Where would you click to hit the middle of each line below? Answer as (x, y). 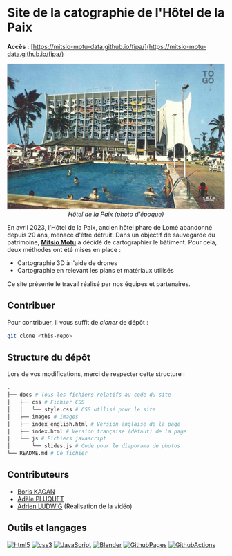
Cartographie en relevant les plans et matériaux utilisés (95, 270)
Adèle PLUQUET (40, 499)
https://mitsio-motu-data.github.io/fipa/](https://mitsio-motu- (120, 46)
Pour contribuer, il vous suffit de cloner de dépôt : (78, 322)
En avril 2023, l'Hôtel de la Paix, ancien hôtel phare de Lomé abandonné (110, 227)
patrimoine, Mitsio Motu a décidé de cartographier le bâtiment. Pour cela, (112, 242)
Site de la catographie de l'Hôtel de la (116, 13)
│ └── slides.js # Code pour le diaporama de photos (94, 446)
